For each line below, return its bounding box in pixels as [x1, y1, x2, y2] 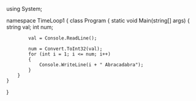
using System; [6, 5, 43, 12]
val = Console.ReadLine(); [28, 35, 97, 41]
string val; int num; [6, 24, 53, 30]
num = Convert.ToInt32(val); [28, 46, 103, 52]
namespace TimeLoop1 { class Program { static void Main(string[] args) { [6, 17, 190, 24]
